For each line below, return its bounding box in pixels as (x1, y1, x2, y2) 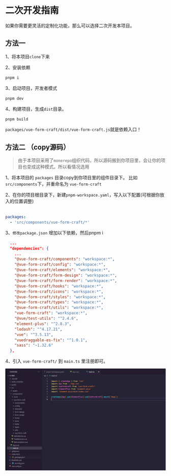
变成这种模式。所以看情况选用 (26, 164, 90, 170)
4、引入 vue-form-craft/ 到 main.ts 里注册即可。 (5, 358, 108, 364)
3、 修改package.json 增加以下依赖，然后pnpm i (5, 229, 103, 235)
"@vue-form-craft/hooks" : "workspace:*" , (14, 283, 103, 289)
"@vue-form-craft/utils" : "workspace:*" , (14, 305, 103, 311)
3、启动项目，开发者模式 (5, 85, 58, 91)
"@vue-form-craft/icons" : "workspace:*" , (14, 289, 103, 294)
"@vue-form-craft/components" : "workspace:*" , (14, 256, 115, 262)
